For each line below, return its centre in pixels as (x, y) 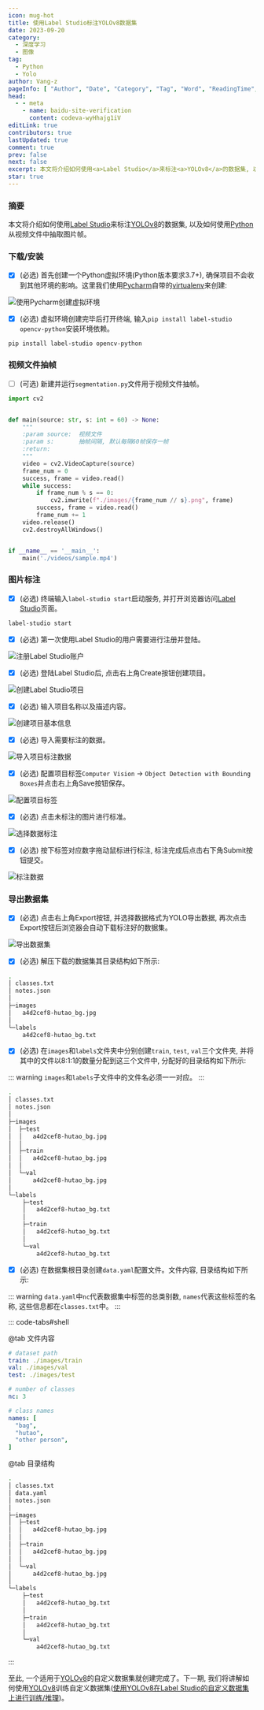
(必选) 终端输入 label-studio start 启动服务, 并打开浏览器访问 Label (127, 598)
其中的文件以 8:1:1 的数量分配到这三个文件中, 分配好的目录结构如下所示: (132, 1061)
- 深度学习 (31, 45)
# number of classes (42, 1389)
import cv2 (26, 399)
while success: (47, 485)
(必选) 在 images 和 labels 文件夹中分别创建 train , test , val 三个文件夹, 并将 (136, 1051)
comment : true (31, 147)
